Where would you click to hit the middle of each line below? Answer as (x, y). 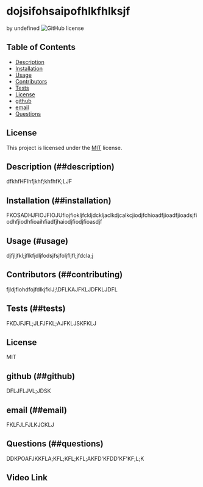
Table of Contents (41, 47)
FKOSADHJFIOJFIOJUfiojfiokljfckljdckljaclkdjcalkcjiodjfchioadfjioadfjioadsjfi (102, 215)
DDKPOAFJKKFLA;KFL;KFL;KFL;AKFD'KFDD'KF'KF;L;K (75, 458)
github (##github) (41, 376)
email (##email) (37, 410)
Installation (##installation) (59, 200)
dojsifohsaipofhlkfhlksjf (68, 11)
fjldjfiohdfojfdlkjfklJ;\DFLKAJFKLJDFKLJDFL (62, 289)
